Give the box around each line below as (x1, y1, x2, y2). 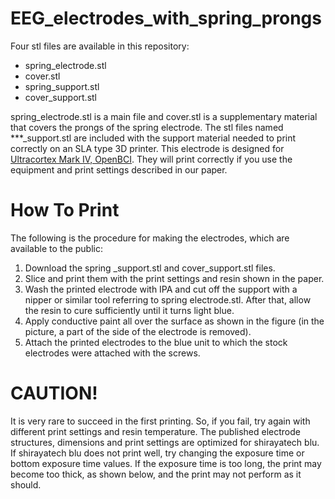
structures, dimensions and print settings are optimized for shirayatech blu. (10, 436, 320, 448)
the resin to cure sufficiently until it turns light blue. (24, 304, 235, 316)
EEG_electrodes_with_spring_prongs (10, 7, 322, 30)
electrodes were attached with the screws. (24, 347, 201, 359)
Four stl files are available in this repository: (10, 40, 190, 52)
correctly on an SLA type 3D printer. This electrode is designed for (10, 142, 285, 154)
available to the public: (10, 242, 103, 254)
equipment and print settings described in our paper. (10, 163, 228, 176)
